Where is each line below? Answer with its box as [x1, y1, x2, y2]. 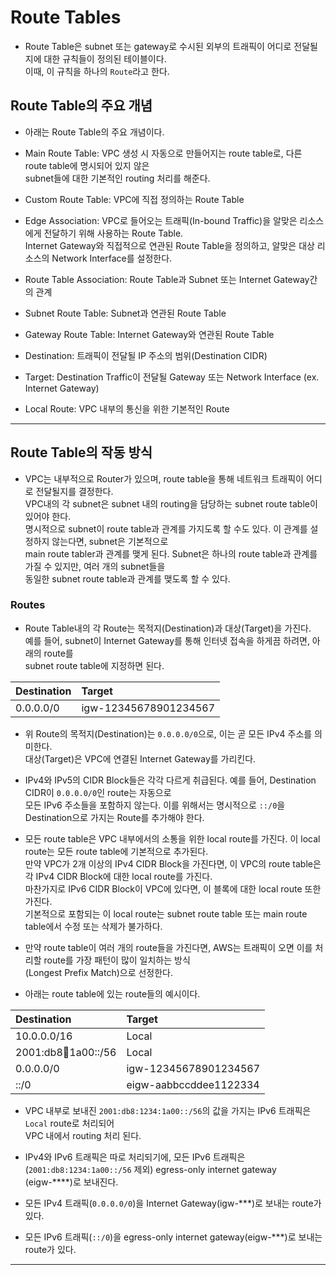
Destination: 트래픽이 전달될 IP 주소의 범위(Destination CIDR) [24, 349, 268, 361]
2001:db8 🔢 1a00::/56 [15, 1045, 117, 1059]
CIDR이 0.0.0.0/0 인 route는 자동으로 [24, 786, 172, 798]
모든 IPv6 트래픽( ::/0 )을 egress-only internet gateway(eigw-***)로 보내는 [24, 1231, 323, 1243]
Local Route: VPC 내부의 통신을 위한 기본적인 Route [24, 402, 230, 415]
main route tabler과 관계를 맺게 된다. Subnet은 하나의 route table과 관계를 [24, 547, 318, 560]
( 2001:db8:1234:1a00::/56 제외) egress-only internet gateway [24, 1163, 277, 1175]
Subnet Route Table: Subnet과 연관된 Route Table [24, 307, 227, 319]
